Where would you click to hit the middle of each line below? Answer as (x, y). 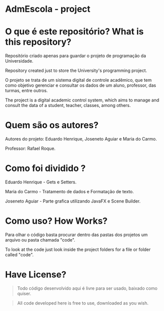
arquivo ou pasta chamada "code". (40, 240)
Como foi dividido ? (46, 168)
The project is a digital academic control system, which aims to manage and (82, 100)
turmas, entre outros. (27, 91)
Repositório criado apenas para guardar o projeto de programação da (76, 56)
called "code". (19, 254)
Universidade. (19, 61)
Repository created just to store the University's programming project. (76, 70)
